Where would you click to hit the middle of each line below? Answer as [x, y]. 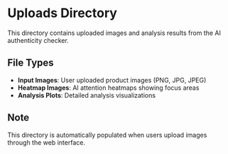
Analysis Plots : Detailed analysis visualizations [87, 95]
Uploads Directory [62, 13]
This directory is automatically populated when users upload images [107, 135]
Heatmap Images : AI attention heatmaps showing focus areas [108, 88]
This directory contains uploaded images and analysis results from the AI [114, 33]
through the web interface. [46, 142]
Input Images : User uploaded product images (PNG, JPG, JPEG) [112, 80]
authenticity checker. [38, 40]
